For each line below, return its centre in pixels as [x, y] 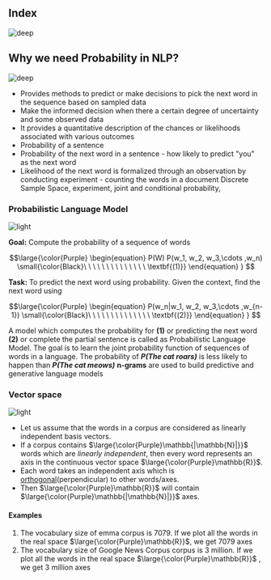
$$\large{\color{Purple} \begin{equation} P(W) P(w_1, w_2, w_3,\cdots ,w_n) [136, 257]
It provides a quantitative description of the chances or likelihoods [130, 128]
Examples [25, 515]
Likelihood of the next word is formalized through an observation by [133, 171]
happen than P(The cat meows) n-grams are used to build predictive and [131, 365]
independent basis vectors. [66, 437]
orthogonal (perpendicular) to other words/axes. [100, 480]
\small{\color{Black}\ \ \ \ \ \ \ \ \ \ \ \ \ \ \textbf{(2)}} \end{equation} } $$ [141, 315]
